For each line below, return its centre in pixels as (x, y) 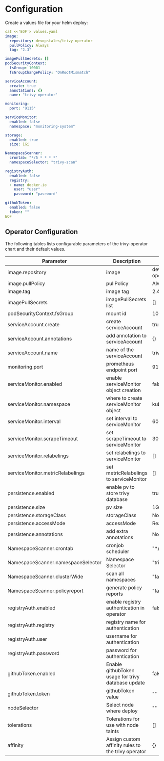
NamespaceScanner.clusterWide (45, 577)
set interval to (122, 418)
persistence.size (26, 507)
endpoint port (122, 370)
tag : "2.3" (20, 50)
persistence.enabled (31, 493)
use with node (123, 725)
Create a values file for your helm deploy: (47, 23)
